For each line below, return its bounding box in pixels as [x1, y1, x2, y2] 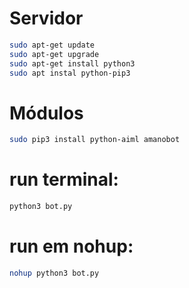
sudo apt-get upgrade [9, 49, 100, 59]
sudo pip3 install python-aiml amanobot [9, 135, 181, 145]
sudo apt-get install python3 [9, 58, 136, 69]
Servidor [9, 7, 84, 30]
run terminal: [9, 168, 119, 191]
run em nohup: [9, 235, 134, 258]
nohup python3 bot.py [9, 268, 100, 278]
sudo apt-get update [9, 40, 96, 50]
